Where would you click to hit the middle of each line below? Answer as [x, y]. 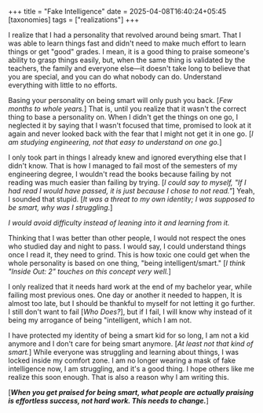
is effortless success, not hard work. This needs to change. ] [109, 401]
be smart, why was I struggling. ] [60, 207]
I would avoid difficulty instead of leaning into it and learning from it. [119, 223]
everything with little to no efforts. [63, 85]
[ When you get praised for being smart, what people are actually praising [131, 392]
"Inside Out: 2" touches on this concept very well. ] [89, 271]
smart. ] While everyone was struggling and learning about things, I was [124, 352]
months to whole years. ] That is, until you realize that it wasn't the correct [127, 109]
